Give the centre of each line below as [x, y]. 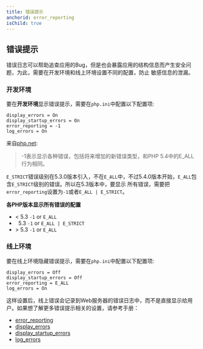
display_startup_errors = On [43, 121]
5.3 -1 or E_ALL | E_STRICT [51, 223]
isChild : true [24, 23]
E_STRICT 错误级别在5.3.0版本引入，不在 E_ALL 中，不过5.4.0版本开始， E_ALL [99, 177]
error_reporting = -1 [34, 126]
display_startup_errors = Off [45, 278]
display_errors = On [32, 116]
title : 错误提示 [25, 12]
